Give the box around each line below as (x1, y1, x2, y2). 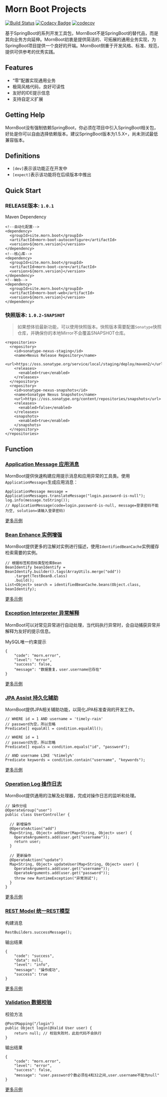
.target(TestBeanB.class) (14, 574, 68, 579)
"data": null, (14, 958, 43, 963)
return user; (14, 839, 41, 844)
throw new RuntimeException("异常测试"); (14, 876, 98, 881)
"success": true (14, 972, 48, 977)
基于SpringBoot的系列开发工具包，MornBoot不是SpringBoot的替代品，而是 (5, 30, 159, 36)
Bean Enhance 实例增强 (5, 531, 62, 538)
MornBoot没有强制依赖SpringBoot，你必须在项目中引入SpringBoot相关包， (5, 124, 159, 130)
